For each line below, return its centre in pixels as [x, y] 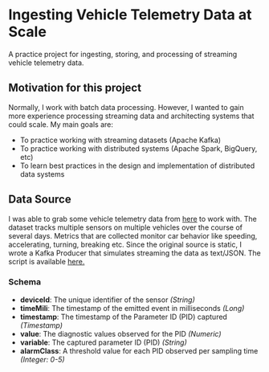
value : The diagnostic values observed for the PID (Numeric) [121, 333]
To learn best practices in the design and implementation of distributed [137, 166]
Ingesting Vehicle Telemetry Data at [130, 15]
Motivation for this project [75, 88]
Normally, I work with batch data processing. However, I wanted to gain [126, 107]
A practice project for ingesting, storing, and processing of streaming [123, 54]
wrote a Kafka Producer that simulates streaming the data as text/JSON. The [134, 253]
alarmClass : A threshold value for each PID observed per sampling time [139, 350]
